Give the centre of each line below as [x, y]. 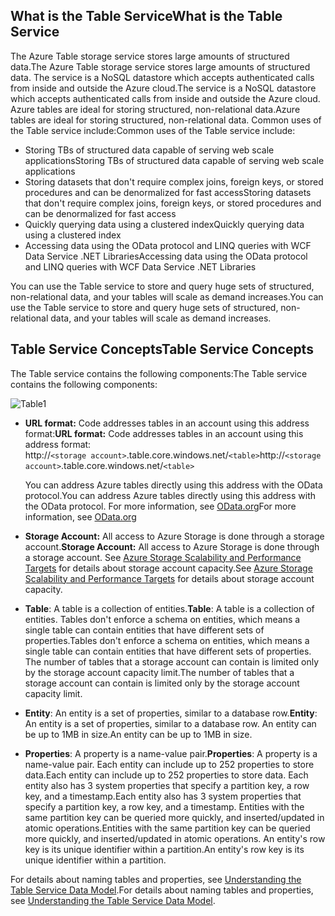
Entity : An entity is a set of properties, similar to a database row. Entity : [171, 713]
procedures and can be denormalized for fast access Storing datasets [168, 192]
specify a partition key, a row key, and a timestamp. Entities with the [164, 806]
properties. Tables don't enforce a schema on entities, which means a [167, 640]
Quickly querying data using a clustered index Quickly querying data [164, 224]
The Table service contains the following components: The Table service [159, 373]
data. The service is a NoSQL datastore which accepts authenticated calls [162, 77]
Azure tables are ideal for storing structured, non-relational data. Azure [155, 109]
